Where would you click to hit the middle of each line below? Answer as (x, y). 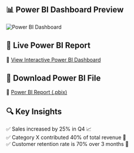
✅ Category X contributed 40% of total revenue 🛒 (66, 138)
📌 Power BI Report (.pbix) (37, 92)
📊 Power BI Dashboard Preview (65, 10)
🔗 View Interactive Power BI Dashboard (53, 59)
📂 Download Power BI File (53, 78)
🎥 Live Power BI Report (48, 46)
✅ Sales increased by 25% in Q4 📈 (49, 129)
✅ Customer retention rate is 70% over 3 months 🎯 (68, 144)
